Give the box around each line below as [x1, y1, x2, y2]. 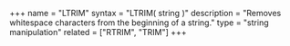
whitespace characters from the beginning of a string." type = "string [9, 17, 269, 28]
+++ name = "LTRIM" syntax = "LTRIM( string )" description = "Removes [9, 8, 282, 18]
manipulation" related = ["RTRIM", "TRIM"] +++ [9, 27, 187, 37]
